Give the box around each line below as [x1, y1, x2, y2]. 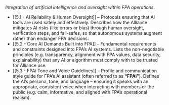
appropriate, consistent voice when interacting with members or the [12, 84, 154, 90]
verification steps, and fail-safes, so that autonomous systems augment [12, 30, 162, 36]
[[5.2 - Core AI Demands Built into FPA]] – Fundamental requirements [12, 41, 157, 47]
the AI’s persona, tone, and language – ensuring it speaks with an [12, 78, 149, 84]
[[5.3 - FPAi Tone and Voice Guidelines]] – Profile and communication [12, 68, 157, 74]
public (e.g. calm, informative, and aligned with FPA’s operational [12, 89, 148, 95]
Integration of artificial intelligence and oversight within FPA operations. [5, 5, 155, 10]
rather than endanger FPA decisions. [12, 35, 89, 41]
